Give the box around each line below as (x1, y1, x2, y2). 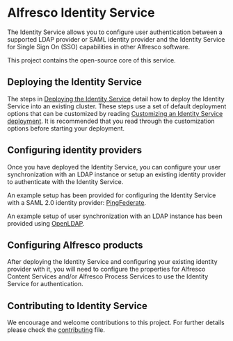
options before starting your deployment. (7, 124, 125, 133)
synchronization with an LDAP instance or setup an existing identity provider (7, 170, 226, 178)
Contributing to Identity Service (7, 300, 148, 312)
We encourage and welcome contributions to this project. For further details (7, 318, 225, 327)
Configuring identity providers (7, 144, 143, 156)
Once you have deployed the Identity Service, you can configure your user (7, 163, 221, 171)
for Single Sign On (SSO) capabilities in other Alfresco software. (7, 42, 190, 51)
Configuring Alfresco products (7, 239, 144, 251)
